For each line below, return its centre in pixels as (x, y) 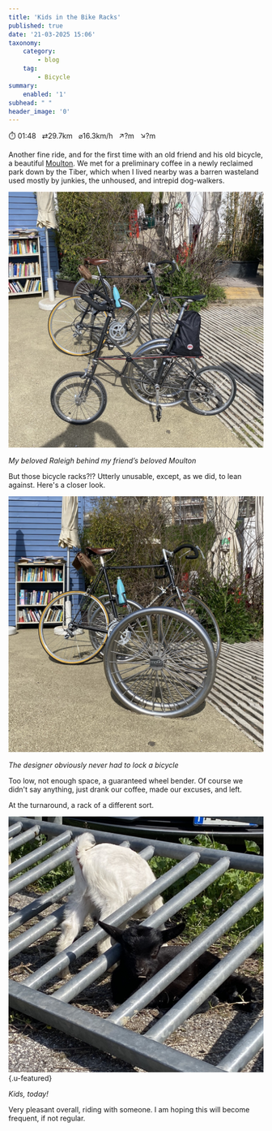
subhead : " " (30, 103)
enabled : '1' (45, 94)
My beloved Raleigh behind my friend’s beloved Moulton (102, 461)
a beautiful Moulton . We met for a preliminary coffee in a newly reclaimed (131, 163)
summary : (23, 85)
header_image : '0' (39, 111)
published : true (36, 26)
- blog (49, 60)
